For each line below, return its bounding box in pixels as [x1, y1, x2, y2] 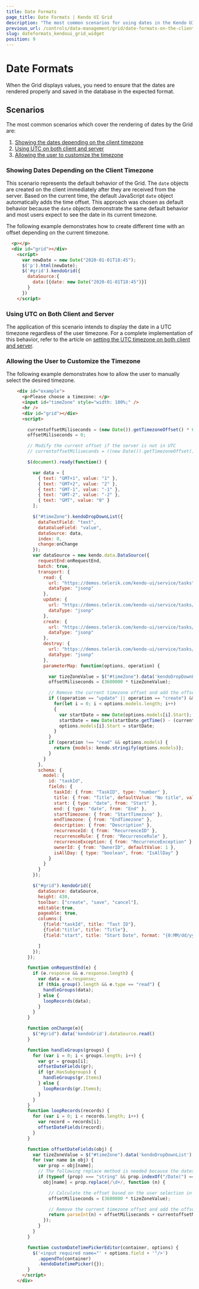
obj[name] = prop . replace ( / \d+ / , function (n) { [43, 1179, 166, 1185]
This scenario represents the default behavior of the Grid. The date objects [6, 179, 189, 187]
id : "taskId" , [48, 778, 84, 784]
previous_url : [6, 25, 41, 31]
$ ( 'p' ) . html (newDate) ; [21, 263, 78, 268]
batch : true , [37, 563, 70, 569]
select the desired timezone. [6, 377, 76, 384]
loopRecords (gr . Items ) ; [43, 1085, 102, 1092]
